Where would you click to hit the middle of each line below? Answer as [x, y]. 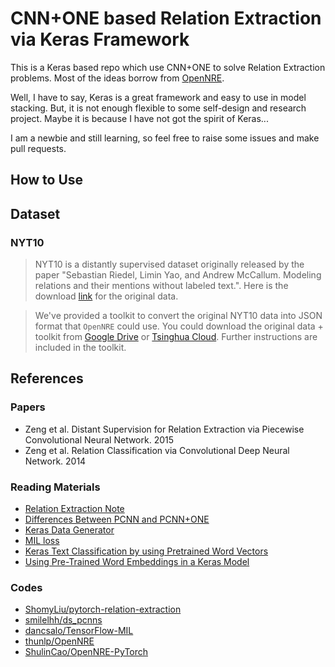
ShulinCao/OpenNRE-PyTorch [86, 652]
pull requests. [38, 148]
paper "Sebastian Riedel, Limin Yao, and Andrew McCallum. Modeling [178, 275]
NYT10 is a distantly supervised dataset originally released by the [169, 264]
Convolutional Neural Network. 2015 [99, 439]
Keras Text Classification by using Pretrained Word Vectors [146, 551]
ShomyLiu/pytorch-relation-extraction [103, 609]
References [47, 378]
